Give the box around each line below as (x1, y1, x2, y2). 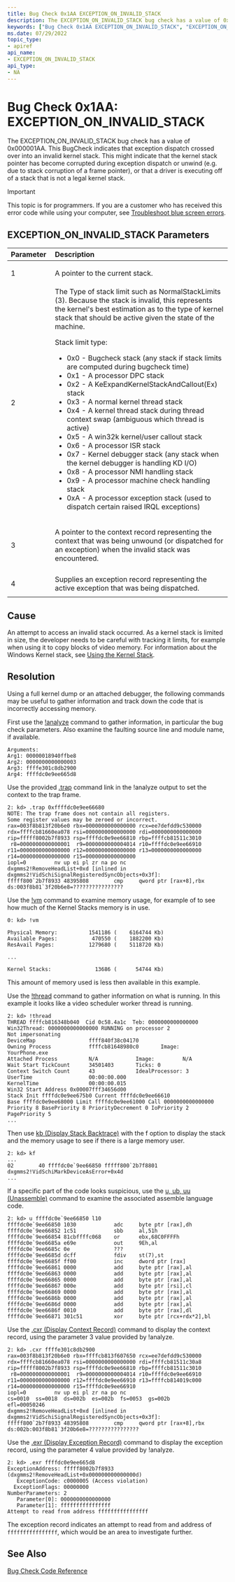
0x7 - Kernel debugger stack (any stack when (66, 449, 219, 459)
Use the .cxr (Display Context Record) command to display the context (7, 1325, 211, 1334)
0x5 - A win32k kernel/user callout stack (66, 432, 203, 442)
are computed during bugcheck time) (66, 362, 190, 372)
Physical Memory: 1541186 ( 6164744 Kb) (7, 928, 164, 936)
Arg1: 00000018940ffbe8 (7, 752, 77, 759)
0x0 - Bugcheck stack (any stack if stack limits (66, 353, 222, 363)
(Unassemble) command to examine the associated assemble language (7, 1194, 213, 1202)
